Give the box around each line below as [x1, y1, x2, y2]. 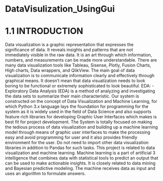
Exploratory [5, 88, 28, 94]
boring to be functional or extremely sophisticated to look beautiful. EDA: [5, 83, 151, 89]
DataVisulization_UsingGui [5, 3, 115, 15]
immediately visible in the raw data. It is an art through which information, [5, 52, 152, 58]
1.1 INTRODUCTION [5, 26, 84, 37]
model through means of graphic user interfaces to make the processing [5, 130, 151, 135]
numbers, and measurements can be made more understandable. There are [5, 57, 157, 63]
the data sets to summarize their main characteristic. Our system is [5, 93, 140, 99]
